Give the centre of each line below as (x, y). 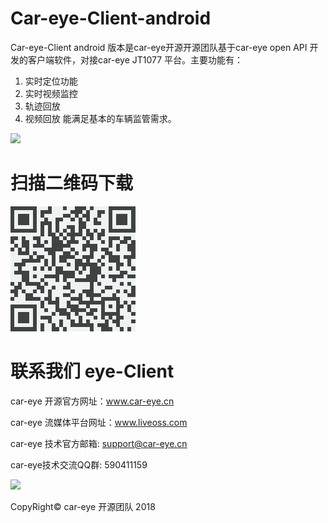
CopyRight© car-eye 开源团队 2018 (83, 506)
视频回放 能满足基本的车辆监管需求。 (100, 118)
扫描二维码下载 (72, 183)
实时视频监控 (51, 93)
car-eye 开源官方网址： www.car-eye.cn (92, 401)
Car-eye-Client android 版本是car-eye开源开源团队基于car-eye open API (159, 47)
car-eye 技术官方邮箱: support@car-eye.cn (99, 443)
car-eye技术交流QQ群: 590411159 (79, 464)
